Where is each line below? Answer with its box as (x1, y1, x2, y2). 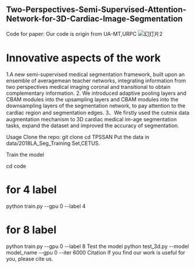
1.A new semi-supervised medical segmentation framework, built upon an (6, 71, 185, 78)
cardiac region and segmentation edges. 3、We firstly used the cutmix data (6, 109, 190, 116)
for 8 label (6, 223, 57, 236)
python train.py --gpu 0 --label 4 (6, 203, 86, 210)
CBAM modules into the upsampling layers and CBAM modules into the (6, 95, 179, 102)
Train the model (6, 151, 44, 158)
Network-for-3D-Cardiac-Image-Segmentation (6, 14, 183, 24)
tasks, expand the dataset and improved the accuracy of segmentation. (6, 122, 180, 129)
